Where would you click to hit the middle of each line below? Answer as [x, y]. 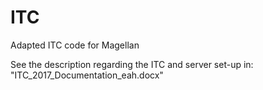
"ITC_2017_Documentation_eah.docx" [87, 75]
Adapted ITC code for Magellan [75, 45]
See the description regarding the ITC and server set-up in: [132, 64]
